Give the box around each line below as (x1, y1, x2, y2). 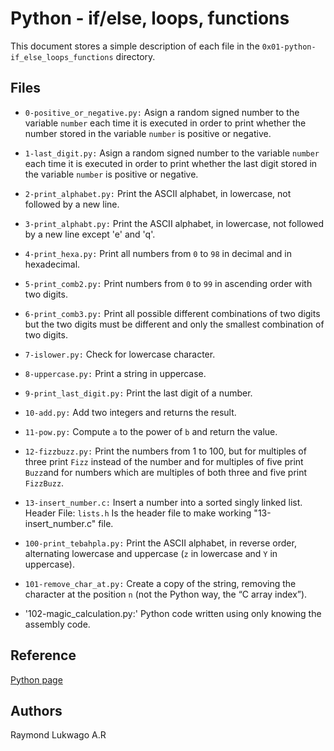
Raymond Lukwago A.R (10, 729, 107, 741)
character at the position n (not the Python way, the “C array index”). (24, 588, 308, 600)
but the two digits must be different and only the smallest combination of (24, 318, 325, 330)
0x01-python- (261, 42, 317, 52)
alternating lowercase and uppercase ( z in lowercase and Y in (24, 547, 278, 559)
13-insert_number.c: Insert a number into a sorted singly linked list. (24, 496, 303, 508)
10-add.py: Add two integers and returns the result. (24, 406, 237, 418)
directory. (115, 50, 156, 62)
